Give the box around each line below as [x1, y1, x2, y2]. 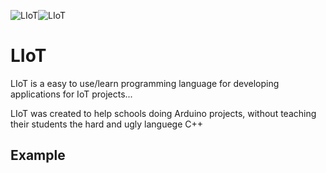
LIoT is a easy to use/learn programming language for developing [10, 77, 280, 89]
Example [10, 147, 66, 164]
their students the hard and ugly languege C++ [10, 118, 204, 130]
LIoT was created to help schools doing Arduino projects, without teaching [10, 107, 317, 119]
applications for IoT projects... [10, 88, 133, 100]
